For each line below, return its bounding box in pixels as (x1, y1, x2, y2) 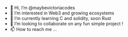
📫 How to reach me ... (10, 26, 57, 32)
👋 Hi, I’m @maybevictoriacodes (10, 5, 76, 10)
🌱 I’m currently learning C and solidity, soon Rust (10, 15, 111, 21)
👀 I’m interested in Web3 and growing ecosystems (10, 10, 114, 16)
